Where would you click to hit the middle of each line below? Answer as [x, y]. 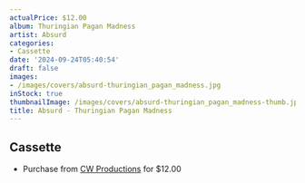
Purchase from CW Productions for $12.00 [102, 169]
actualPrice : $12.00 [49, 18]
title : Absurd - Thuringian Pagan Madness [91, 111]
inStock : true [36, 93]
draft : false [34, 69]
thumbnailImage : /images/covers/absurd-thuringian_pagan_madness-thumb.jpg [156, 102]
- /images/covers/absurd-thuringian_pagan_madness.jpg [115, 85]
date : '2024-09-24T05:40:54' [64, 60]
